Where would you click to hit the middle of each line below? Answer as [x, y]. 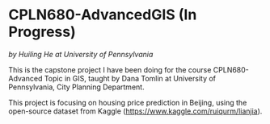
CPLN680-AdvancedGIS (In [103, 15]
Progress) [42, 32]
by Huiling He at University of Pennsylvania [81, 54]
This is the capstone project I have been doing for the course [110, 69]
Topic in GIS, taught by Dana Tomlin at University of [130, 78]
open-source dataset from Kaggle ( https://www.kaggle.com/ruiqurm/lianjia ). [135, 111]
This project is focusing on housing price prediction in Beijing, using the [128, 102]
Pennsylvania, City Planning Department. [76, 87]
